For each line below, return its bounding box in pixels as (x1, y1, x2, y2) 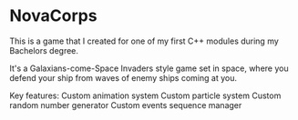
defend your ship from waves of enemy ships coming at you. (9, 72, 237, 83)
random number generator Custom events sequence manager (9, 99, 242, 110)
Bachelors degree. (9, 45, 79, 55)
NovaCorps (9, 5, 98, 26)
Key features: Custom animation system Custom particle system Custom (9, 90, 282, 101)
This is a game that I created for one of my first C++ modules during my (9, 35, 280, 46)
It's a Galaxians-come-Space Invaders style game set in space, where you (9, 63, 289, 74)
